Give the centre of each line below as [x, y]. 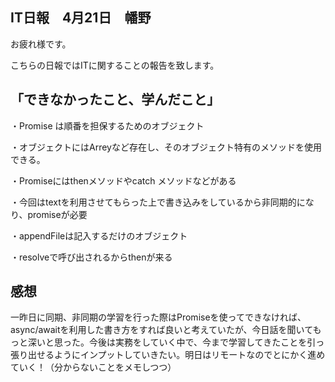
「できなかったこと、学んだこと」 [115, 99]
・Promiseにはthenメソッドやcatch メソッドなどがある [123, 180]
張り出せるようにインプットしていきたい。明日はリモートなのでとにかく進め [168, 355]
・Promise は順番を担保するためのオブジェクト [107, 125]
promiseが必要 [57, 214]
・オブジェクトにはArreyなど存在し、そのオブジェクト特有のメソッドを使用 [166, 147]
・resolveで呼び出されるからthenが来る [91, 257]
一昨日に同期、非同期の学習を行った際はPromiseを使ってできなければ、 [158, 317]
